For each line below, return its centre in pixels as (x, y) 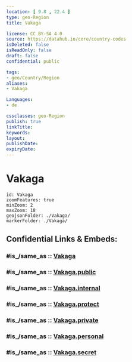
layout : (16, 138)
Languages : (20, 100)
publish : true (24, 121)
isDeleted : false (28, 45)
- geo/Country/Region (33, 78)
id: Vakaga (20, 195)
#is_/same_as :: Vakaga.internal (53, 289)
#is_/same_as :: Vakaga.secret (51, 352)
